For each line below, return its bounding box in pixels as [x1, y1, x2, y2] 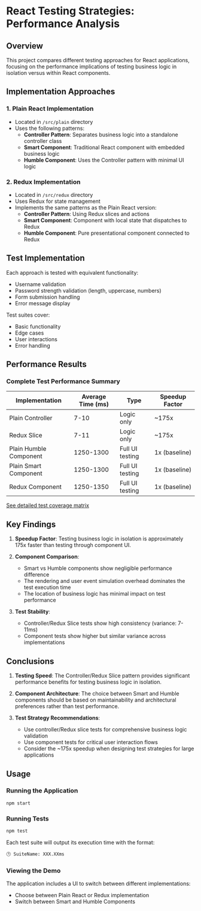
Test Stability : [14, 608, 51, 615]
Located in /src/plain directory [14, 118, 93, 125]
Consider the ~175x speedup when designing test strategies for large [23, 745, 194, 752]
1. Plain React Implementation [6, 105, 94, 113]
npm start [6, 800, 31, 806]
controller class [23, 137, 62, 144]
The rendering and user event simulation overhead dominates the [23, 578, 185, 585]
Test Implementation [6, 253, 85, 263]
